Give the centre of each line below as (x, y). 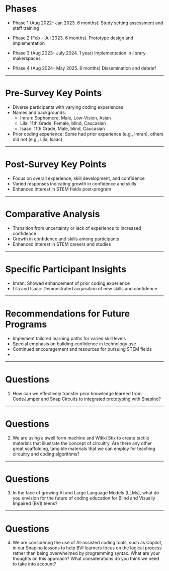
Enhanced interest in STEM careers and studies (62, 244)
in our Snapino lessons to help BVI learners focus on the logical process (87, 548)
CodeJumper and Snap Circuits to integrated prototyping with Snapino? (87, 399)
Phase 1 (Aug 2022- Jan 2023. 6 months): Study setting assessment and (88, 23)
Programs (26, 324)
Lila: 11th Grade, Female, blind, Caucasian (63, 123)
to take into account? (34, 564)
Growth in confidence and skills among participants (66, 239)
